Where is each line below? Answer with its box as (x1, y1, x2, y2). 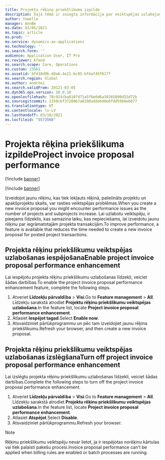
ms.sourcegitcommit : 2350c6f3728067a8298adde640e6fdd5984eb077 (5, 99, 137, 104)
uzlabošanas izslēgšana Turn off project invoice (5, 353, 153, 361)
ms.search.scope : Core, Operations (5, 62, 78, 67)
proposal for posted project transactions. (5, 231, 88, 237)
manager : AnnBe (5, 21, 36, 26)
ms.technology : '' (5, 44, 43, 49)
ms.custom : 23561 (5, 67, 41, 72)
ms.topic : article (5, 30, 43, 35)
